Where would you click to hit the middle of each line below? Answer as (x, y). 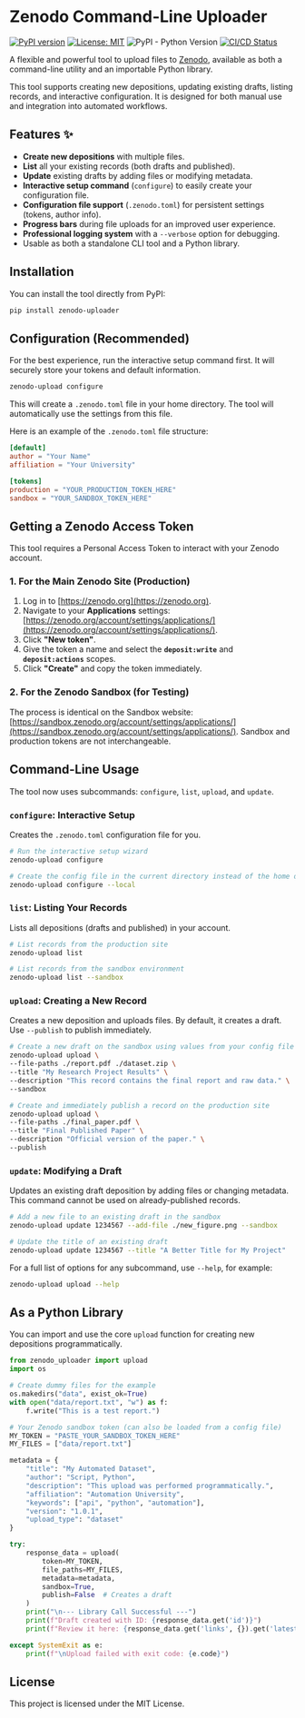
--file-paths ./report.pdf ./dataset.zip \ (93, 1064)
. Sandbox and (263, 731)
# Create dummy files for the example (83, 1386)
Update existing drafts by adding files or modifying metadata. (138, 175)
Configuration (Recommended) (100, 338)
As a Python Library (67, 1313)
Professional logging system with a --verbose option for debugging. (151, 233)
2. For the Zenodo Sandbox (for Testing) (99, 692)
